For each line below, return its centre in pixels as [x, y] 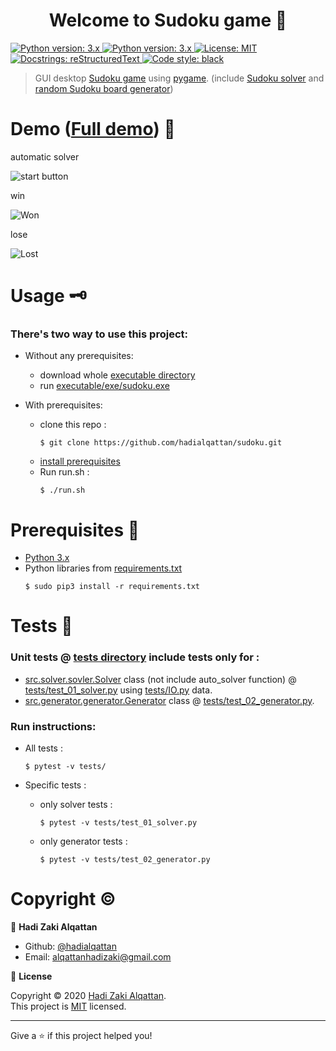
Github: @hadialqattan [70, 946]
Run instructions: [53, 726]
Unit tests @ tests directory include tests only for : [135, 657]
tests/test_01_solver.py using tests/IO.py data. [118, 690]
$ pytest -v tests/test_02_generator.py [125, 860]
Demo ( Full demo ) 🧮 [93, 129]
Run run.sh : [64, 472]
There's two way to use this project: [99, 334]
